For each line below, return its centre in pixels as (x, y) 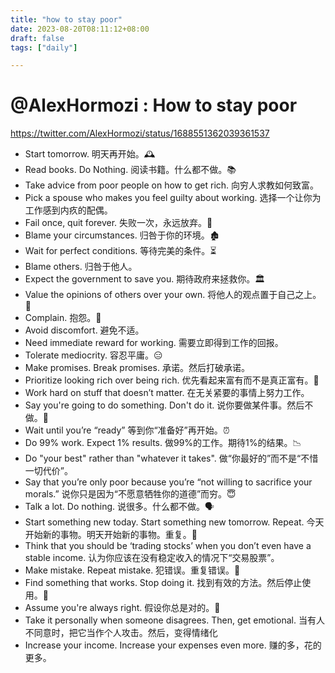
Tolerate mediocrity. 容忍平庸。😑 (93, 355)
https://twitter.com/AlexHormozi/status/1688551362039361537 (140, 133)
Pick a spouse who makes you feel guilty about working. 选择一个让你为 (173, 198)
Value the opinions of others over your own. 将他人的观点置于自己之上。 (173, 295)
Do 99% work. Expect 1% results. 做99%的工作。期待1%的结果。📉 (163, 443)
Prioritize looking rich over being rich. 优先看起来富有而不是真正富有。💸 (172, 380)
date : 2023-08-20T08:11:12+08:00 (80, 29)
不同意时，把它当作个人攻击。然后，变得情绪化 (121, 633)
